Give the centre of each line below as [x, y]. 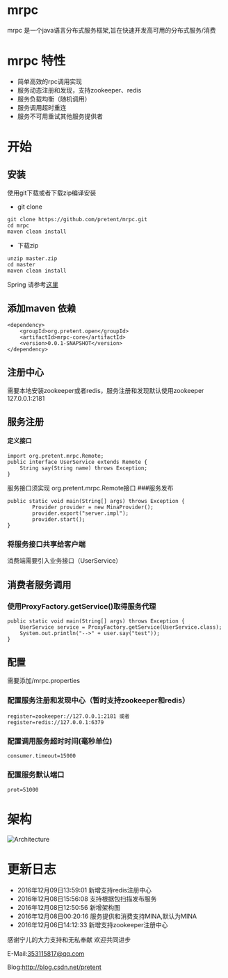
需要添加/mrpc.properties [44, 680]
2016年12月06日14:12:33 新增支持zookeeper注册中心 [92, 924]
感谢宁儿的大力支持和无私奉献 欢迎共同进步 [69, 939]
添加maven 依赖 [42, 308]
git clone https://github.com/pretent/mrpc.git [78, 219]
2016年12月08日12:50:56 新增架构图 [68, 907]
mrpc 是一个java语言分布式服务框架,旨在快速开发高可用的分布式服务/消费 [112, 30]
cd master [22, 264]
